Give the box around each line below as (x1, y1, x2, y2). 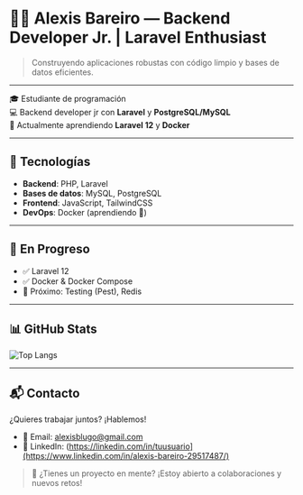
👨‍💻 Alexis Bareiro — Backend (9, 8, 231, 29)
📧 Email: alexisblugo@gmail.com (22, 432, 143, 443)
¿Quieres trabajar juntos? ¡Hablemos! (9, 414, 147, 425)
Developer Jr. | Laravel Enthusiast (9, 27, 267, 48)
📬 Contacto (9, 385, 80, 400)
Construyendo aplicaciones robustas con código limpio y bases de (31, 57, 280, 68)
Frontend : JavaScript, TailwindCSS (22, 197, 153, 208)
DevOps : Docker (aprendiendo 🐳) (22, 206, 147, 217)
